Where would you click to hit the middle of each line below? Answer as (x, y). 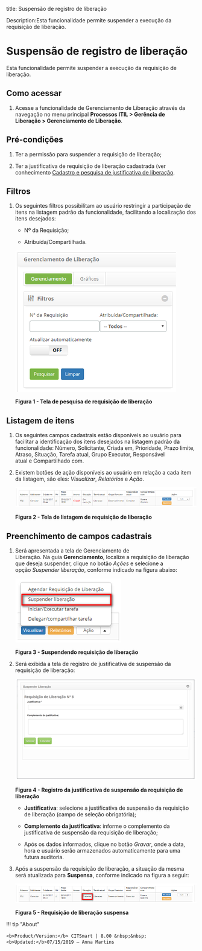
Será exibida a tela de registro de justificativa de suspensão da (93, 664)
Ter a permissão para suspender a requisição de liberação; (88, 154)
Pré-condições (35, 140)
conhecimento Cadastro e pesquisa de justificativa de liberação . (95, 172)
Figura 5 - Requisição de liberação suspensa (72, 912)
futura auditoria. (44, 857)
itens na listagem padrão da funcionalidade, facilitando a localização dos (105, 212)
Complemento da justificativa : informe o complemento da (97, 826)
